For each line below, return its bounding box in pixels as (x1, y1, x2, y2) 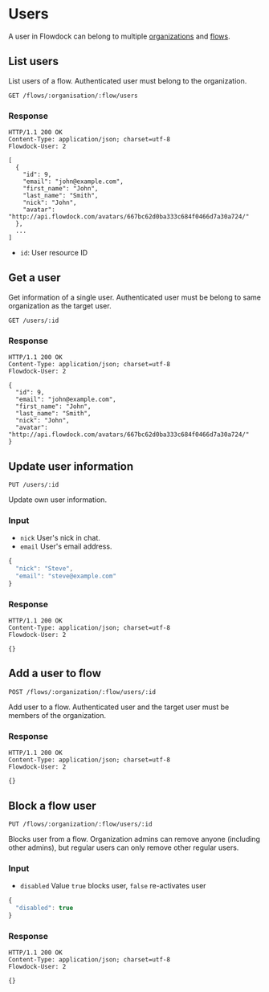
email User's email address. (19, 541, 112, 551)
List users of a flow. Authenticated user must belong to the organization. (8, 76, 247, 85)
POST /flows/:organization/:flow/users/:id (8, 688, 157, 696)
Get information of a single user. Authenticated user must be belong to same (8, 292, 262, 302)
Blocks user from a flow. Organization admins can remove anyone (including (8, 834, 261, 843)
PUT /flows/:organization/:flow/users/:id (8, 820, 153, 828)
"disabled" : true (15, 904, 74, 912)
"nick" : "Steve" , (15, 565, 74, 573)
